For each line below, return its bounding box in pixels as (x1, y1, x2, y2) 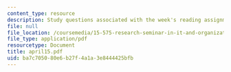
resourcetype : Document (7, 42, 76, 49)
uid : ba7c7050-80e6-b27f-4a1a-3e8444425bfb (7, 55, 134, 62)
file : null (7, 23, 38, 29)
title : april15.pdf (7, 49, 63, 56)
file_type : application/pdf (7, 36, 88, 43)
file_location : (7, 29, 51, 36)
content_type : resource (7, 10, 76, 17)
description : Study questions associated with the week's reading (7, 16, 201, 23)
